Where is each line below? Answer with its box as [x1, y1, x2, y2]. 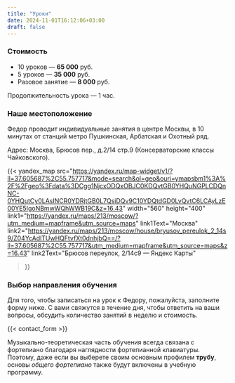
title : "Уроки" [7, 10, 52, 18]
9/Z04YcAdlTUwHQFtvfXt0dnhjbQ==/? [7, 233, 121, 242]
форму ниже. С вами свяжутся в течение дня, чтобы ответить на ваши [7, 304, 220, 312]
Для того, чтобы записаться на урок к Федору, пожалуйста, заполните [7, 296, 220, 304]
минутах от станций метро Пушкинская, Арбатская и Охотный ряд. [7, 131, 210, 141]
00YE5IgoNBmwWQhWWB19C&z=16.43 [7, 204, 123, 212]
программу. [7, 368, 43, 377]
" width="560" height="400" [122, 204, 206, 212]
